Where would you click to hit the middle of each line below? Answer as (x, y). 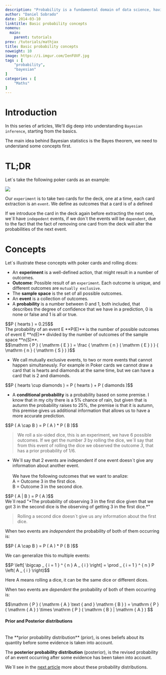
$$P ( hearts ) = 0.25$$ (29, 324)
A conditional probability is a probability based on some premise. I (81, 395)
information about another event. (46, 466)
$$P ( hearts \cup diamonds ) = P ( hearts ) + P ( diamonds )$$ (69, 385)
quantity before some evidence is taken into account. (59, 642)
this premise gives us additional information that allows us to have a (81, 410)
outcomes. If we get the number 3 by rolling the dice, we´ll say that (85, 440)
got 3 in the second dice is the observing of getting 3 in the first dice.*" (78, 507)
